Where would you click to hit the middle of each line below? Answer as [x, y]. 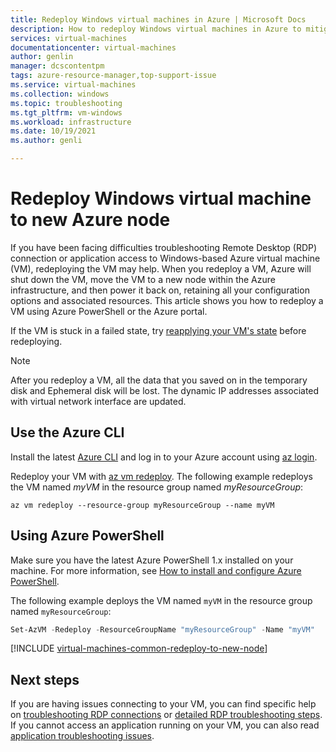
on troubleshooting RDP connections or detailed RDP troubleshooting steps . [166, 715]
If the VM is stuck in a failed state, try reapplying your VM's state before [158, 330]
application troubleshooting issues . [82, 736]
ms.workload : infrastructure [71, 122]
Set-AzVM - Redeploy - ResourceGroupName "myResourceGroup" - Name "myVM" [162, 629]
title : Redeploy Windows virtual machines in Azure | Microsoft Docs [158, 19]
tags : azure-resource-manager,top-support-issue [113, 76]
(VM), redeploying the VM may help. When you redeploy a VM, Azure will [161, 268]
